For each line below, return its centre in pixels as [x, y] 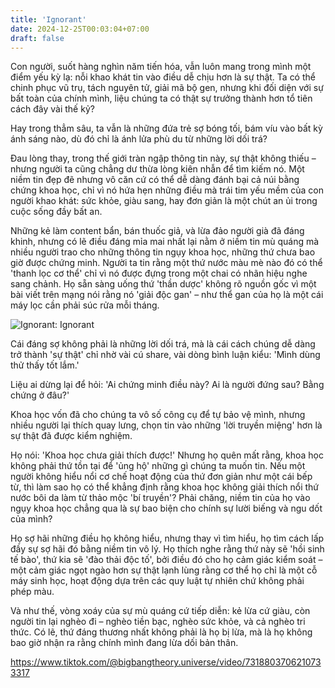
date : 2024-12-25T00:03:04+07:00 [80, 29]
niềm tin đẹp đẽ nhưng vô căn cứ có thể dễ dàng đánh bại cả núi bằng [155, 180]
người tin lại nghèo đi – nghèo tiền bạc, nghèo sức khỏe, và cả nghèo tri [158, 622]
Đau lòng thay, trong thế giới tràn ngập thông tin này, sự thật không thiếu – [163, 158]
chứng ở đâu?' [40, 395]
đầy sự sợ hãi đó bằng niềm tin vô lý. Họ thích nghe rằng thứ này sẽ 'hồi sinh [167, 549]
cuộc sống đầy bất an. [56, 212]
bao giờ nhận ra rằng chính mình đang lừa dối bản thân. [124, 643]
